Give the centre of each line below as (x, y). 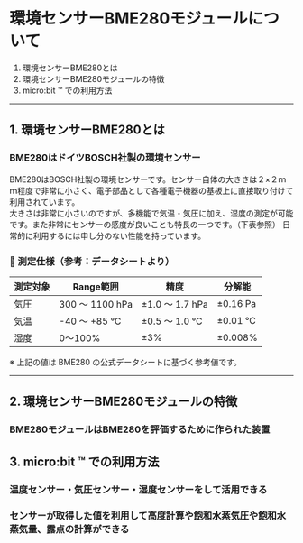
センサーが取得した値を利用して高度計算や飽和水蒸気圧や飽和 (143, 516)
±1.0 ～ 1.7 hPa (175, 304)
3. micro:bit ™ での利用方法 (84, 461)
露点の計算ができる (88, 529)
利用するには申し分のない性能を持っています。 (119, 235)
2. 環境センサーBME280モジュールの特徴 (124, 402)
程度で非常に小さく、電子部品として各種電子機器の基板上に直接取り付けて (155, 190)
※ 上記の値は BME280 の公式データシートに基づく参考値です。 (125, 362)
